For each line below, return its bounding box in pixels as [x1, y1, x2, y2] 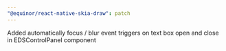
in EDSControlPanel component [7, 35, 96, 44]
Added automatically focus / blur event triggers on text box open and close [7, 29, 220, 37]
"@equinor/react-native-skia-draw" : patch [7, 10, 131, 17]
